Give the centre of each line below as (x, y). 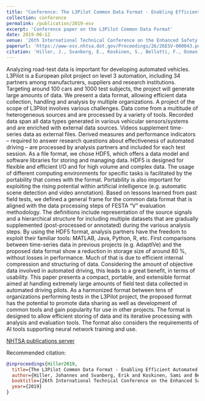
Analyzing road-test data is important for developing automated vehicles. (98, 69)
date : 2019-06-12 (28, 35)
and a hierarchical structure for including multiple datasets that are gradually (103, 218)
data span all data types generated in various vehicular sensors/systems (98, 121)
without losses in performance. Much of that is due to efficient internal (95, 257)
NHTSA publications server (41, 340)
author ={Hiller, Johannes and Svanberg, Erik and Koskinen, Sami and (102, 375)
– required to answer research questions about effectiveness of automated (100, 141)
